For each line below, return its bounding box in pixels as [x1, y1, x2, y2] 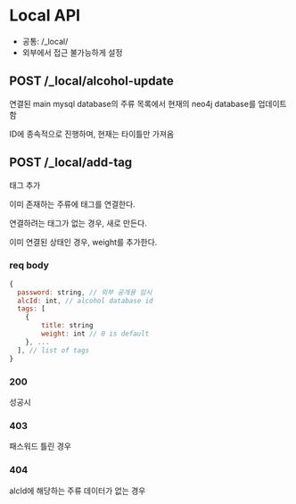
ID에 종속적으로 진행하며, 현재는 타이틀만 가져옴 [9, 128, 175, 139]
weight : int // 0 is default [41, 329, 150, 339]
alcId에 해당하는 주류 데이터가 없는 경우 [9, 485, 146, 496]
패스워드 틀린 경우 [9, 441, 71, 451]
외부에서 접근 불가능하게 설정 [21, 46, 123, 58]
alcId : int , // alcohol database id [17, 296, 153, 305]
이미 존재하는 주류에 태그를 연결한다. [9, 198, 136, 210]
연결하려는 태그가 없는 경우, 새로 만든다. [9, 218, 147, 228]
